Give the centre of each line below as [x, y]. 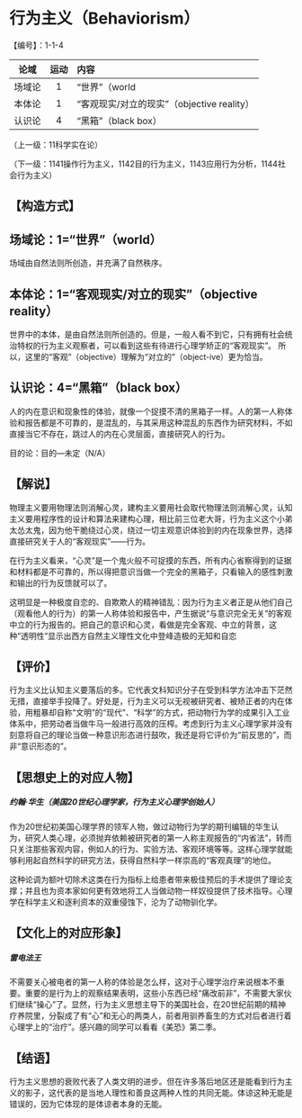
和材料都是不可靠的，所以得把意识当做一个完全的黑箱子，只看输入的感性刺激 [151, 572]
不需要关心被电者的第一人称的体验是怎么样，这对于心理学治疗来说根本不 [143, 982]
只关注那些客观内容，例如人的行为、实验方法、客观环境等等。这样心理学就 [147, 849]
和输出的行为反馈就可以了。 [61, 582]
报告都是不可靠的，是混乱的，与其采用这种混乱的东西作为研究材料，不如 [159, 422]
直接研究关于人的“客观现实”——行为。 [80, 541]
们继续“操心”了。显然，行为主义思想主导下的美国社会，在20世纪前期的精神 [147, 1005]
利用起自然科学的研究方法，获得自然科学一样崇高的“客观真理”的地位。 [147, 860]
